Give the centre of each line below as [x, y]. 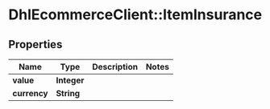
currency [30, 93]
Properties [35, 44]
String [68, 93]
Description [115, 67]
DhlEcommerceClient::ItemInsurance [135, 15]
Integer [70, 80]
